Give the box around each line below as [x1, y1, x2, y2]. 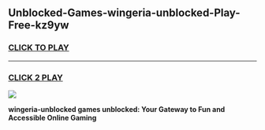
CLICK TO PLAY [8, 43, 69, 54]
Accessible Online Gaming [8, 113, 97, 122]
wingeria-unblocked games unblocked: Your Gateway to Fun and [8, 104, 226, 113]
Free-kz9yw [8, 19, 69, 32]
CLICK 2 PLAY [8, 72, 63, 83]
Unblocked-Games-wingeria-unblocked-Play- [8, 6, 241, 20]
